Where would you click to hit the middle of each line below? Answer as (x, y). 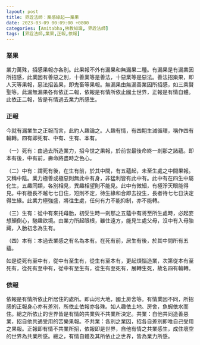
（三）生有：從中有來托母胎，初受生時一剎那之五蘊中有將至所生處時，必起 (97, 213)
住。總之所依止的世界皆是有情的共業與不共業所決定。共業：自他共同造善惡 (97, 314)
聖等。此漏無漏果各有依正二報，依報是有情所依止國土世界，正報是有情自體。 (100, 92)
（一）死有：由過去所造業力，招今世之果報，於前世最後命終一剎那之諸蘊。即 (100, 150)
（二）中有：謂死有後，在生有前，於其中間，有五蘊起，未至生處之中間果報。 (100, 171)
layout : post (22, 12)
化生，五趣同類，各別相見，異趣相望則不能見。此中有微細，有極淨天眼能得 (97, 186)
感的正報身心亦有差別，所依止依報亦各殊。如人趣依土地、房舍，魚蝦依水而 (97, 306)
